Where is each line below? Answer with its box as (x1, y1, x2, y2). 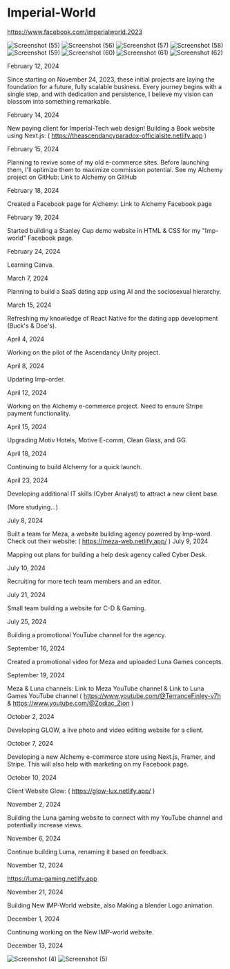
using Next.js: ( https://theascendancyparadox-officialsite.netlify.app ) (7, 131, 207, 140)
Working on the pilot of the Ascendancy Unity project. (7, 348, 160, 357)
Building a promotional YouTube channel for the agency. (7, 630, 167, 639)
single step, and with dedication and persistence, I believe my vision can (7, 90, 213, 98)
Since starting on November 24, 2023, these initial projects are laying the (7, 75, 215, 84)
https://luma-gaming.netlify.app (7, 874, 98, 883)
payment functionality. (7, 409, 71, 417)
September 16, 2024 (7, 644, 66, 652)
